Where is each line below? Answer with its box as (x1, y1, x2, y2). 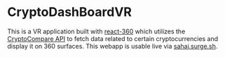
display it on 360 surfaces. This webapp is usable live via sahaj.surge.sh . (7, 42, 218, 50)
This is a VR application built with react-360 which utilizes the (7, 27, 186, 35)
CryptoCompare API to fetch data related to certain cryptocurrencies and (7, 34, 219, 42)
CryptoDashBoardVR (7, 4, 132, 20)
